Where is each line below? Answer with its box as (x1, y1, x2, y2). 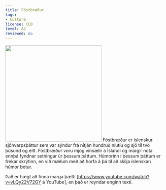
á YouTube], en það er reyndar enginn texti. (42, 179, 133, 185)
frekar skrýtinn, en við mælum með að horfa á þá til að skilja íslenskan (5, 159, 151, 164)
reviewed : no (5, 31, 33, 36)
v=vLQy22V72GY (5, 179, 42, 185)
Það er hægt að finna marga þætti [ (5, 174, 79, 179)
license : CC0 (5, 21, 33, 27)
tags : (5, 12, 17, 17)
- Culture (5, 17, 26, 22)
